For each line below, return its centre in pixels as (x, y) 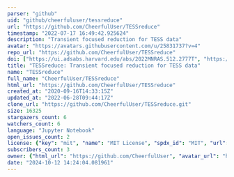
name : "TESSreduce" (36, 72)
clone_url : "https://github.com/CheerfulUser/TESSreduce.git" (99, 105)
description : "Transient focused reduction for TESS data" (95, 40)
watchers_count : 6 (34, 124)
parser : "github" (32, 14)
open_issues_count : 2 (39, 137)
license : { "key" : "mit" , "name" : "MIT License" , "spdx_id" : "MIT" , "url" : (118, 144)
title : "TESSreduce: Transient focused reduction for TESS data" (104, 66)
